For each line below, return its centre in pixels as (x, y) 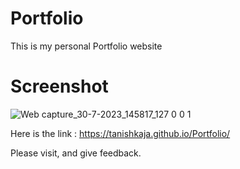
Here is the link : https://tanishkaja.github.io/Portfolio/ (120, 133)
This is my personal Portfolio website (86, 46)
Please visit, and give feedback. (76, 153)
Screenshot (59, 86)
